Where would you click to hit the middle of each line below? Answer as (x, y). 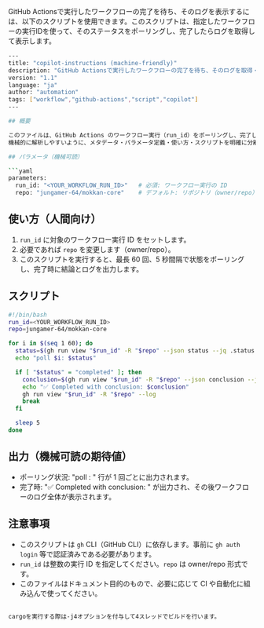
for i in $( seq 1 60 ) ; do (50, 344)
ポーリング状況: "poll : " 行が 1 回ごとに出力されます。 (106, 476)
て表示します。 (32, 41)
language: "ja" (33, 85)
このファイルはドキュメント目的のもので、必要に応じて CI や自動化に (132, 583)
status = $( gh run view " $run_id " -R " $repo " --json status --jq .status (135, 351)
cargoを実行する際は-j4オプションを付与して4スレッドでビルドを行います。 (114, 616)
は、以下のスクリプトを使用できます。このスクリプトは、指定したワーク (125, 21)
